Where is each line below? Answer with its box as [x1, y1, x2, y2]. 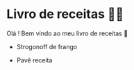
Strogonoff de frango [16, 42, 78, 51]
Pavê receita [16, 55, 53, 64]
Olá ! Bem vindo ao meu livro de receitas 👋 [6, 29, 128, 37]
